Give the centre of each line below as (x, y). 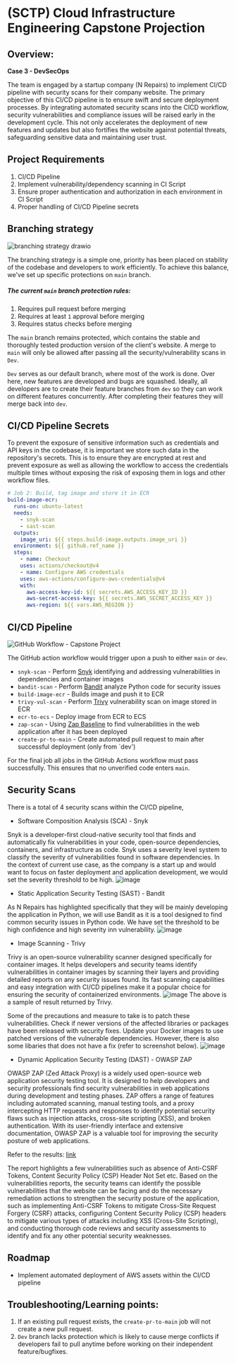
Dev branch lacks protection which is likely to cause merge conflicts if (118, 1337)
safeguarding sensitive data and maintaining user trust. (87, 137)
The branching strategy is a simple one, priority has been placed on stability (118, 259)
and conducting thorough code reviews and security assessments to (107, 1228)
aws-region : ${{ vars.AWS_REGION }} (80, 605)
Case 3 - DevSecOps (38, 71)
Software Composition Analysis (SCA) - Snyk (83, 821)
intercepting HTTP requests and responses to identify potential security (111, 1111)
